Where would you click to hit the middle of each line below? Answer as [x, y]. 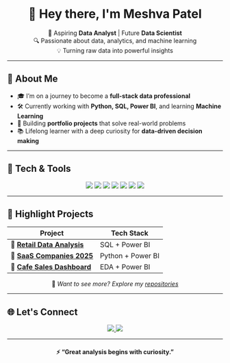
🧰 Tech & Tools [39, 169]
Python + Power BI [129, 256]
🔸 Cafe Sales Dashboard [51, 267]
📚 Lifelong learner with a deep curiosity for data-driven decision [110, 131]
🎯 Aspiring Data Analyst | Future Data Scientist [115, 33]
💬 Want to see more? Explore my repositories [115, 284]
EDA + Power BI [125, 267]
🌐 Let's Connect [42, 312]
